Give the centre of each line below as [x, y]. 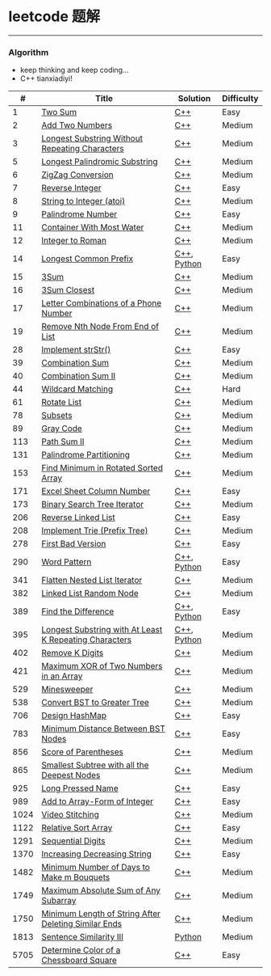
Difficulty [240, 99]
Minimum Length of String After [101, 914]
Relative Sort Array [77, 828]
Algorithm [29, 52]
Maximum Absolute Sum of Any [101, 890]
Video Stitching [70, 815]
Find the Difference [78, 611]
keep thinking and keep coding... [74, 70]
